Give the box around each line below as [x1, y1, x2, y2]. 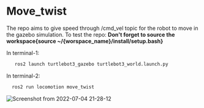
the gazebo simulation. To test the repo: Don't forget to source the [6, 31, 175, 38]
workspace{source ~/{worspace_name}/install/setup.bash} [6, 37, 164, 45]
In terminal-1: [6, 49, 40, 56]
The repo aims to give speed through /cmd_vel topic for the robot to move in [6, 24, 198, 32]
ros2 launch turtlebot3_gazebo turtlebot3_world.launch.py [14, 61, 168, 67]
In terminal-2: [6, 72, 40, 79]
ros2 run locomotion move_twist [12, 84, 95, 90]
